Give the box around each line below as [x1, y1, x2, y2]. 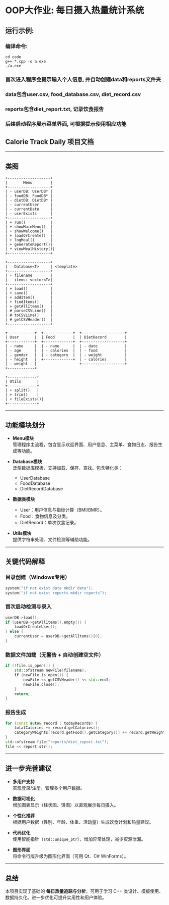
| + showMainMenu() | [5, 224, 53, 230]
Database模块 [12, 459, 42, 465]
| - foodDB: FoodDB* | [5, 193, 53, 198]
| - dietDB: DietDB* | [5, 198, 53, 203]
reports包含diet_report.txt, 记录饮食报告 [5, 106, 104, 113]
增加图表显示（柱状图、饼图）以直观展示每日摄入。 [12, 801, 119, 808]
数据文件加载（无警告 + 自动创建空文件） [5, 651, 104, 658]
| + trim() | [5, 392, 39, 397]
